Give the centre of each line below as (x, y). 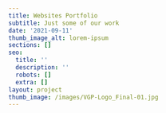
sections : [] (30, 45)
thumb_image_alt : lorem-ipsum (59, 38)
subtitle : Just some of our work (64, 23)
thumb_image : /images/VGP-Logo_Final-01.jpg (83, 97)
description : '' (42, 68)
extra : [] (32, 82)
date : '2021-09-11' (41, 30)
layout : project (35, 90)
